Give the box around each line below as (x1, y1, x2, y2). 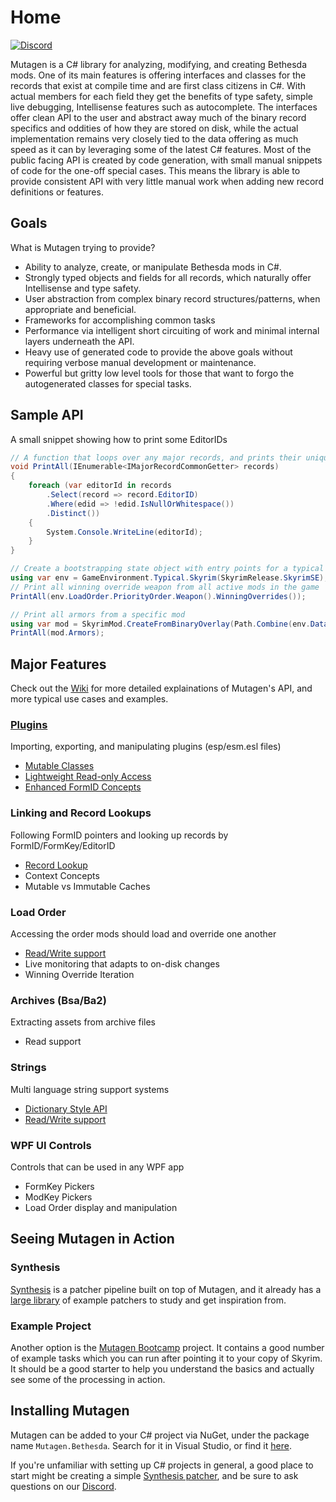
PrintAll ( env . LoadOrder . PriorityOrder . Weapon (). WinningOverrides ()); (10, 591, 307, 601)
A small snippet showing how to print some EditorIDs (10, 433, 228, 445)
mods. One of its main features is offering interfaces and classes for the (10, 69, 307, 81)
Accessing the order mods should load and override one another (10, 928, 277, 940)
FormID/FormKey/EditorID (10, 839, 116, 851)
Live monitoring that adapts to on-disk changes (24, 958, 220, 970)
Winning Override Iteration (24, 969, 135, 981)
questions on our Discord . (10, 1480, 117, 1492)
